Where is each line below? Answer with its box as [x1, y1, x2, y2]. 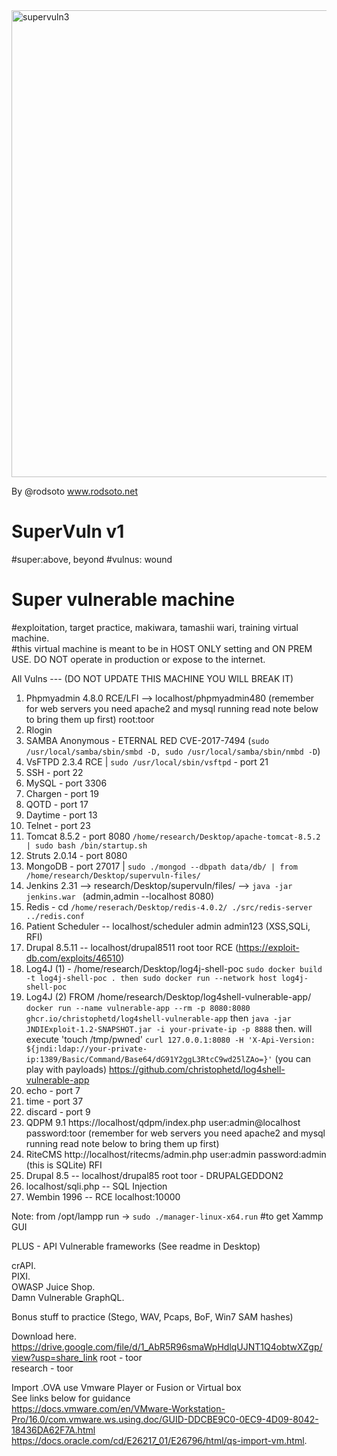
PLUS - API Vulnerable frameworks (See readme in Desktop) [11, 1240, 261, 1252]
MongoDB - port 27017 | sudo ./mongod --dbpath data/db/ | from [25, 860, 298, 872]
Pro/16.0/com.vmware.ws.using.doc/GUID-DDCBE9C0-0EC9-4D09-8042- [11, 1413, 319, 1425]
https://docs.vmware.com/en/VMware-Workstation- [11, 1402, 226, 1414]
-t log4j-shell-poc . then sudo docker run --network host [25, 973, 278, 983]
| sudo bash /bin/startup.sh [25, 840, 148, 851]
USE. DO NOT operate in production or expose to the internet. [11, 653, 266, 665]
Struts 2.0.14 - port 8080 [25, 849, 128, 861]
